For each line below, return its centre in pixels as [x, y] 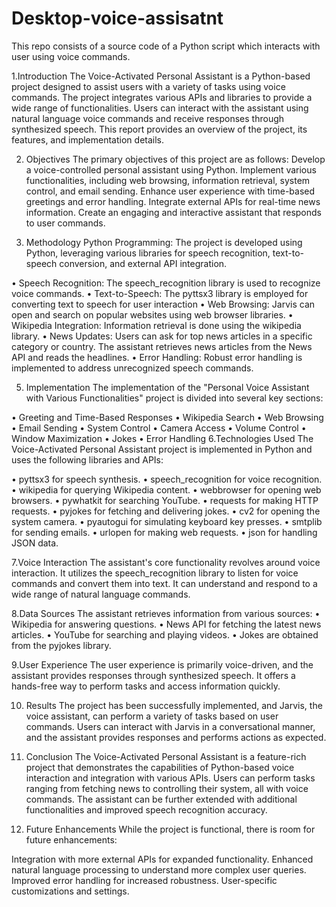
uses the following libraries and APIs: [87, 459]
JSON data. [35, 543]
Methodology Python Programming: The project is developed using [164, 242]
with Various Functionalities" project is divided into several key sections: [174, 398]
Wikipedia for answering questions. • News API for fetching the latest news [166, 624]
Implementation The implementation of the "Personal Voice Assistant [167, 387]
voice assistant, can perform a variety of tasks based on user [152, 716]
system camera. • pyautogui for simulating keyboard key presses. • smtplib [167, 521]
